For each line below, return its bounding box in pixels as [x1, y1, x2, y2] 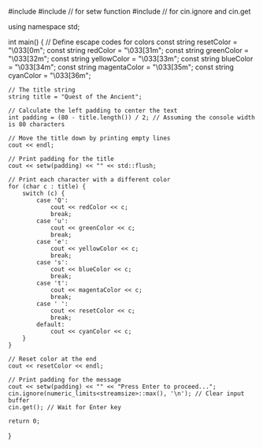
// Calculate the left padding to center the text [8, 106, 178, 114]
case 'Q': [36, 196, 69, 204]
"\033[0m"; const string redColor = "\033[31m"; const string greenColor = [8, 46, 250, 54]
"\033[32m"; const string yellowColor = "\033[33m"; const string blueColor [8, 54, 254, 63]
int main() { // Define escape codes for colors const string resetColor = [8, 37, 238, 47]
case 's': [36, 259, 69, 267]
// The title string [8, 86, 76, 94]
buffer [8, 397, 30, 405]
